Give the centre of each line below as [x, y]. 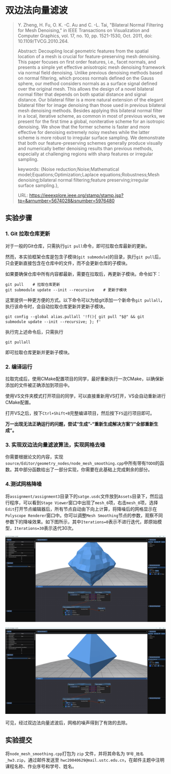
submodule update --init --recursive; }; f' [53, 322]
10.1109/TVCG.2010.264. [43, 41]
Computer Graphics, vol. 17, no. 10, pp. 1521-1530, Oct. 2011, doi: [85, 36]
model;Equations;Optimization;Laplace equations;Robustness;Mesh [89, 174]
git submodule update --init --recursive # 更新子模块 [66, 290]
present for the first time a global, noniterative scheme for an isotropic [91, 121]
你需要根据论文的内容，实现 [34, 457]
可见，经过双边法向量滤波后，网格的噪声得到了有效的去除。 [68, 723]
